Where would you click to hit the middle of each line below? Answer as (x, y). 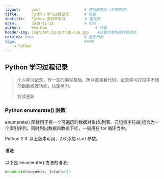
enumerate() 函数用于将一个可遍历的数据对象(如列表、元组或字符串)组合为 (80, 122)
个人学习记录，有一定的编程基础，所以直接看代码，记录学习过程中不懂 (88, 80)
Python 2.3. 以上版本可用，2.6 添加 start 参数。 (53, 138)
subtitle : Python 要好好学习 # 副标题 (53, 19)
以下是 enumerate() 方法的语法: (37, 162)
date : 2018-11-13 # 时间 (51, 23)
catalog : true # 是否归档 (54, 37)
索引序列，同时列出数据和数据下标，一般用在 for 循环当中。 (69, 128)
